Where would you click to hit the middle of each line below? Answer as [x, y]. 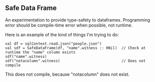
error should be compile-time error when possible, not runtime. [69, 25]
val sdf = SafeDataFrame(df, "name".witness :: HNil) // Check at [76, 48]
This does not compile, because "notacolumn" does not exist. [67, 74]
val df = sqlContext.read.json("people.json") [53, 44]
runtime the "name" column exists [40, 52]
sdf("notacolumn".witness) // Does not [76, 61]
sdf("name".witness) [26, 56]
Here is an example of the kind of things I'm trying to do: [62, 34]
